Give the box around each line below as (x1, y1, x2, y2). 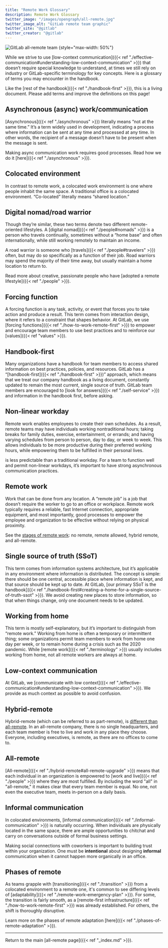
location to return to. (5, 263, 47, 269)
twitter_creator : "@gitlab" (5, 31, 64, 36)
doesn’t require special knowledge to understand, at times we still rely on (5, 65, 156, 71)
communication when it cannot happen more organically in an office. (5, 853, 147, 859)
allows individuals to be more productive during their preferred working (5, 442, 152, 448)
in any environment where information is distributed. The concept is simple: (5, 571, 161, 577)
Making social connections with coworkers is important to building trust (5, 842, 152, 849)
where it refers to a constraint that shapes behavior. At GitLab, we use (5, 317, 149, 323)
